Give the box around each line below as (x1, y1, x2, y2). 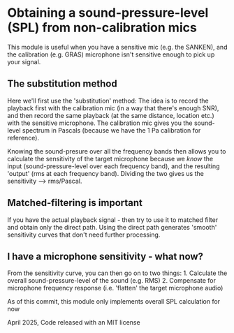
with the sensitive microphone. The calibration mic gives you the (7, 119, 193, 127)
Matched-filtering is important (7, 197, 143, 209)
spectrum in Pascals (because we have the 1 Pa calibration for (22, 126, 201, 134)
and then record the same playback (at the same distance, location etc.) (7, 111, 214, 119)
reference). (7, 133, 40, 142)
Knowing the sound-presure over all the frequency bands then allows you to (7, 147, 226, 155)
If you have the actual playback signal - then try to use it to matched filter (7, 215, 219, 224)
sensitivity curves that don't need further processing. (7, 230, 161, 239)
